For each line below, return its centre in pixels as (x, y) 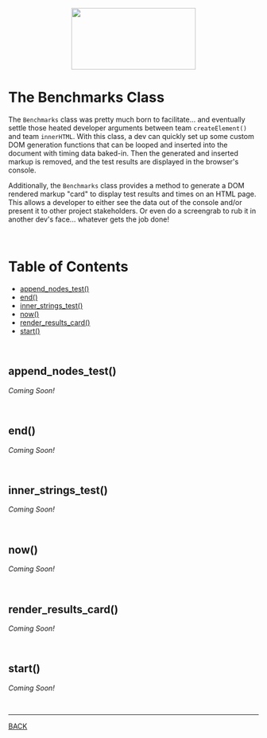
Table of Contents (68, 267)
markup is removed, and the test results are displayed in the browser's (124, 161)
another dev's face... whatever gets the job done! (89, 219)
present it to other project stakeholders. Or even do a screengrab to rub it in (132, 211)
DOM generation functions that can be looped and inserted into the (118, 145)
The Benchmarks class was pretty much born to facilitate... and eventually (127, 119)
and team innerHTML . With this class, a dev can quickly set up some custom (131, 136)
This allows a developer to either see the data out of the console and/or (125, 202)
